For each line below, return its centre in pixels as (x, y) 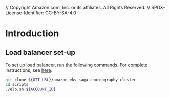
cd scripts (17, 84)
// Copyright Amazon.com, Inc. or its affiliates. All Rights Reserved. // (78, 7)
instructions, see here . (29, 70)
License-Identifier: (25, 13)
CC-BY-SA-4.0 (61, 13)
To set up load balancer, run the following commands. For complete (77, 65)
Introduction (32, 34)
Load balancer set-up (40, 53)
